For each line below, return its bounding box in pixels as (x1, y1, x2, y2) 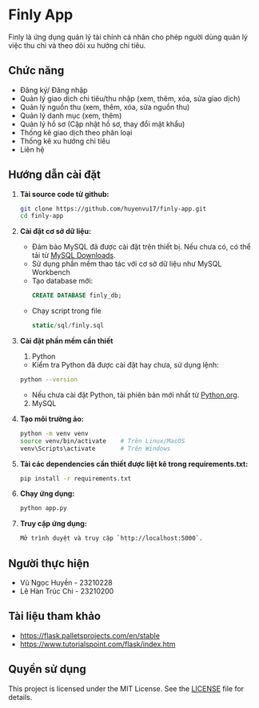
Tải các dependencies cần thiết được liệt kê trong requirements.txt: (19, 459, 249, 469)
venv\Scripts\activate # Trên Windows (19, 445, 171, 453)
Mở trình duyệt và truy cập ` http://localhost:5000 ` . (19, 534, 203, 542)
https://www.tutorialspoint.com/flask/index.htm (19, 639, 176, 649)
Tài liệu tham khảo (8, 609, 102, 623)
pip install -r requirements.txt (19, 474, 132, 482)
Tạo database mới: (31, 276, 94, 286)
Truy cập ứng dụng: (19, 519, 88, 529)
